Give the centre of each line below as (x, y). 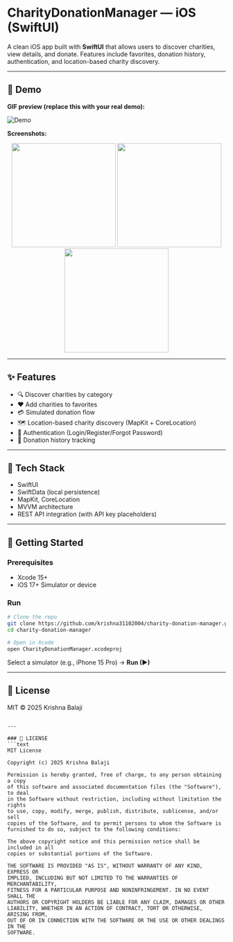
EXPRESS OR (23, 872)
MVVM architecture (45, 507)
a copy (17, 781)
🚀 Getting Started (45, 542)
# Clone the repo (32, 617)
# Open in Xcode (31, 642)
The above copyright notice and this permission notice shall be (103, 841)
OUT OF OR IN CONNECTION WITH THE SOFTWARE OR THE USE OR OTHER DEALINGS (116, 920)
